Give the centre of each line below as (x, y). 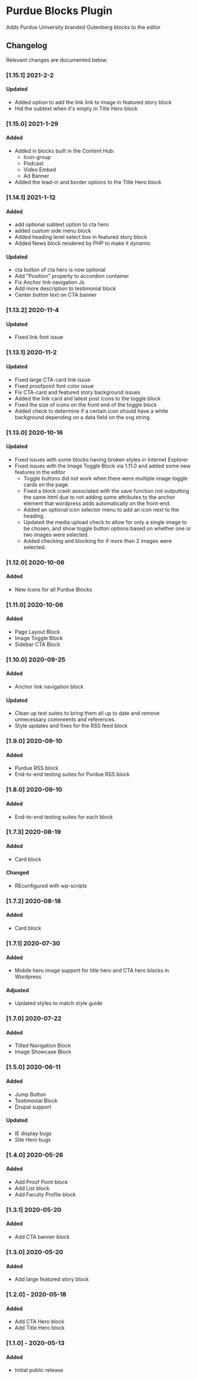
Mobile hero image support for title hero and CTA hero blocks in (92, 970)
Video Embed (40, 170)
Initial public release (39, 1370)
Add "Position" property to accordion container (72, 276)
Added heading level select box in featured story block (81, 237)
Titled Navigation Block (43, 1046)
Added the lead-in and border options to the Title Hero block (88, 182)
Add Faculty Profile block (45, 1194)
